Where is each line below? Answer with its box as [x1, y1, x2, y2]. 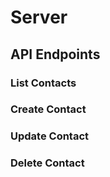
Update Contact [10, 129, 90, 143]
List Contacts [10, 76, 77, 90]
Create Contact [10, 102, 87, 116]
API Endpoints [10, 46, 101, 63]
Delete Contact [10, 156, 85, 170]
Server [10, 6, 68, 29]
